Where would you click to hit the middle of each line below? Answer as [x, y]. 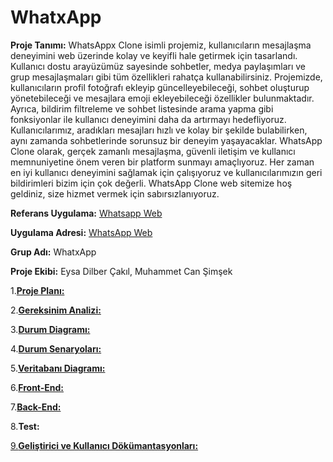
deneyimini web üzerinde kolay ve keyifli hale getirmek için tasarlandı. [154, 55]
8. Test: [25, 426]
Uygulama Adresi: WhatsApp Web [81, 232]
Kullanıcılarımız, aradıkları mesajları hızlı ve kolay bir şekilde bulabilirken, [159, 130]
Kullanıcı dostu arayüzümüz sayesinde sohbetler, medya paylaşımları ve [158, 66]
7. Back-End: [36, 407]
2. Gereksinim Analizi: [56, 310]
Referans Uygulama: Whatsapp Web [86, 213]
